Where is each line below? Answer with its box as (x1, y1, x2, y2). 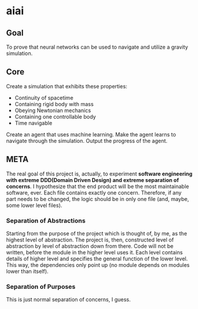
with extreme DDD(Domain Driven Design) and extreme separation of (6, 176, 179, 183)
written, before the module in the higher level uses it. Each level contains (6, 249, 183, 256)
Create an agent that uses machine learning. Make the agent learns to (6, 130, 176, 138)
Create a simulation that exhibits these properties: (6, 82, 128, 90)
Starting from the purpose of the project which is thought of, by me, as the (6, 230, 187, 237)
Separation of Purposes (6, 282, 76, 291)
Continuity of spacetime (14, 94, 74, 101)
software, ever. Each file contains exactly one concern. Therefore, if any (6, 189, 182, 196)
